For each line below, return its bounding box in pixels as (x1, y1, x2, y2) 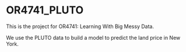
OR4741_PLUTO (6, 4, 84, 17)
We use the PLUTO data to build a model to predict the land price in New (6, 34, 181, 41)
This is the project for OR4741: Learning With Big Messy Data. (6, 23, 155, 30)
